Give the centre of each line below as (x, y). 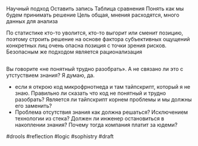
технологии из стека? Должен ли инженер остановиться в (89, 119)
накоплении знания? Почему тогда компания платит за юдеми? (96, 125)
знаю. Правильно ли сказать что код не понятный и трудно (90, 93)
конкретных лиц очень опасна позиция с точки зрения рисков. (86, 45)
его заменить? (33, 106)
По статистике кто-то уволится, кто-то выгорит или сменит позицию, (95, 33)
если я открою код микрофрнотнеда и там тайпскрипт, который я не (103, 87)
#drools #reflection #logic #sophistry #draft (60, 136)
